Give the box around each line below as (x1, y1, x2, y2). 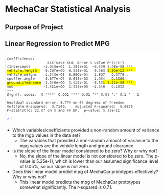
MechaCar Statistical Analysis (5, 3, 131, 15)
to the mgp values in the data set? (12, 132, 81, 138)
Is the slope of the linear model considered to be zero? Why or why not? (12, 148, 158, 153)
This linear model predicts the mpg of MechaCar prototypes (19, 179, 141, 185)
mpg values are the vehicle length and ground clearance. (19, 143, 135, 149)
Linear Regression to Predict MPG (5, 39, 110, 47)
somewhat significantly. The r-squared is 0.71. (19, 184, 113, 190)
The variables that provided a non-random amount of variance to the (19, 137, 158, 143)
